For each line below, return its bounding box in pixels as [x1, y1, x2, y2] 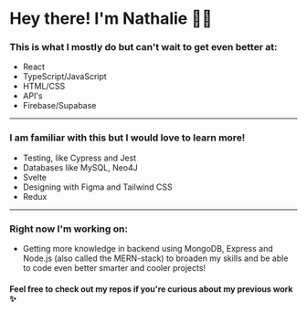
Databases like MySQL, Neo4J [22, 161, 139, 172]
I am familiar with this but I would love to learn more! [9, 131, 246, 144]
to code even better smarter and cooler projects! [22, 263, 206, 274]
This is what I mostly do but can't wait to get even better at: [9, 41, 278, 54]
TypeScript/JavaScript [22, 71, 107, 82]
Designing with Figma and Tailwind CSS [22, 181, 173, 192]
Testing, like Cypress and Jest [22, 152, 137, 163]
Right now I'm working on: [9, 223, 128, 235]
